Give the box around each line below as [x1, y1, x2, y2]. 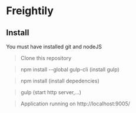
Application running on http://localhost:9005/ [20, 100, 131, 107]
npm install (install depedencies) [20, 78, 100, 84]
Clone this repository [20, 55, 72, 61]
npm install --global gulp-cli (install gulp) [20, 66, 120, 73]
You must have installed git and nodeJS [6, 43, 102, 50]
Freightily [6, 4, 54, 18]
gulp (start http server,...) [20, 89, 81, 95]
